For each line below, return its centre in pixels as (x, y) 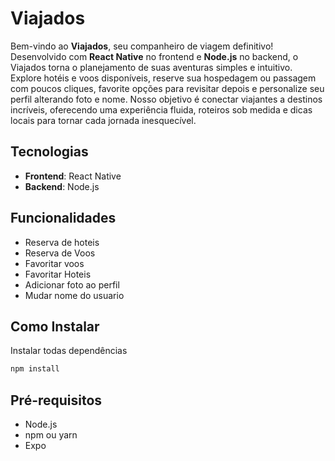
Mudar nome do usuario (74, 295)
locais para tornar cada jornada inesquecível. (103, 120)
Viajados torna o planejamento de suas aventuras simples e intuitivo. (151, 67)
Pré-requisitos (56, 400)
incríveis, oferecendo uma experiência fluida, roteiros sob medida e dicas (161, 109)
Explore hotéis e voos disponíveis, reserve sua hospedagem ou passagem (163, 78)
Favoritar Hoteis (58, 274)
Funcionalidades (63, 218)
